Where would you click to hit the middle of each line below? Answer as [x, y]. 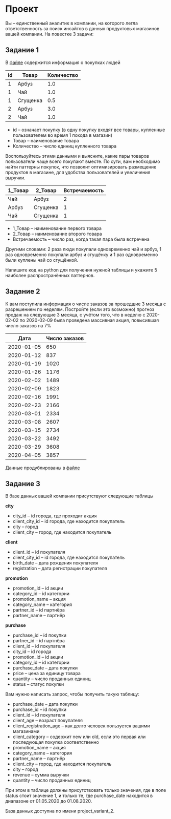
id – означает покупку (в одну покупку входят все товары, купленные [89, 130]
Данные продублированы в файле [43, 468]
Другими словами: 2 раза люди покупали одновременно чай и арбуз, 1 [83, 249]
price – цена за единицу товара [46, 674]
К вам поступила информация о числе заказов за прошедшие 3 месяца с [86, 304]
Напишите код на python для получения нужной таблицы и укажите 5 [81, 270]
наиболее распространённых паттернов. [50, 275]
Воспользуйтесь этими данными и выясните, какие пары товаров [77, 156]
